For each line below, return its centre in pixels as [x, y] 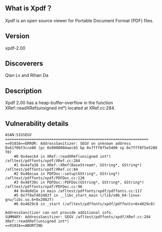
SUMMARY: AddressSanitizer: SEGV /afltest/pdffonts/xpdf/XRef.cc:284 [78, 217]
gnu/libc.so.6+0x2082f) [30, 200]
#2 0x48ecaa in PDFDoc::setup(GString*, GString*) [67, 174]
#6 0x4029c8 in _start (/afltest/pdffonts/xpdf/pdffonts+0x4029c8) [84, 204]
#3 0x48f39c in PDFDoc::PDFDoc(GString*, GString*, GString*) [79, 183]
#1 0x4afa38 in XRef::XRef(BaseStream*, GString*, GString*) [78, 165]
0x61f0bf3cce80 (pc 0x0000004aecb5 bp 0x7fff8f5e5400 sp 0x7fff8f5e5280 [81, 148]
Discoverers [24, 63]
